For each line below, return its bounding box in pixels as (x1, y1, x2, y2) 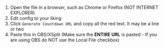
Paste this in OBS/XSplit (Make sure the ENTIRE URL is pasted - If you (10, 32, 157, 37)
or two (10, 26, 24, 32)
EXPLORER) (10, 10, 35, 16)
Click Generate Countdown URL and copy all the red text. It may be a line (10, 20, 159, 27)
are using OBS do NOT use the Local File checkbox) (10, 37, 120, 43)
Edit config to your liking (10, 15, 62, 21)
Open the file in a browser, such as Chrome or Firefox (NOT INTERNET (10, 5, 158, 10)
